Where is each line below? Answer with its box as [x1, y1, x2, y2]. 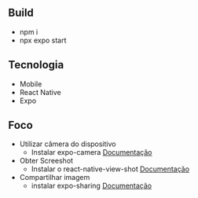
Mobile [19, 79, 42, 89]
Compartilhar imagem [19, 173, 90, 182]
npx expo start [19, 35, 67, 45]
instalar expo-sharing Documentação [31, 181, 152, 191]
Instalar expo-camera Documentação [31, 148, 152, 157]
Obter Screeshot [19, 156, 73, 166]
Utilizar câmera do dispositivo [19, 139, 116, 148]
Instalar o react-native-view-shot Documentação [31, 164, 190, 174]
